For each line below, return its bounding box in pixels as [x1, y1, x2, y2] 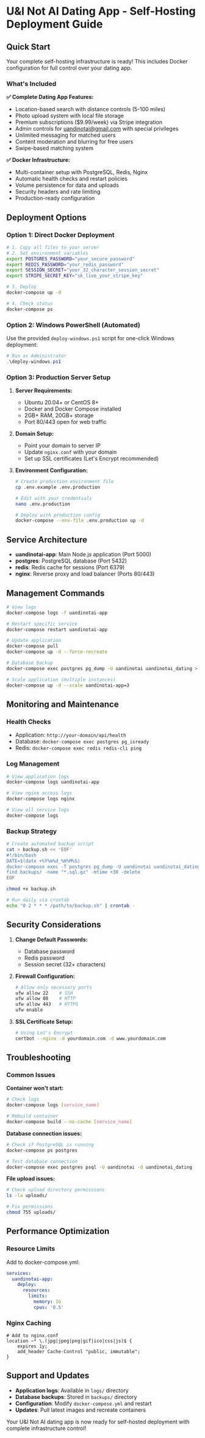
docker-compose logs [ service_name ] [6, 1102, 99, 1108]
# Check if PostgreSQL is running [6, 1141, 95, 1148]
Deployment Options [6, 212, 87, 222]
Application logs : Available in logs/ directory [15, 1387, 129, 1394]
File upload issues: [6, 1175, 55, 1183]
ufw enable [15, 1007, 43, 1013]
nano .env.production [15, 501, 70, 507]
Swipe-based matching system [15, 145, 93, 152]
